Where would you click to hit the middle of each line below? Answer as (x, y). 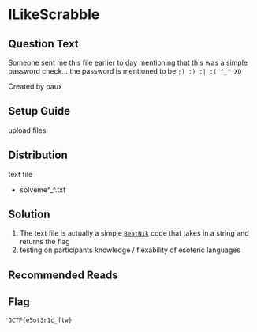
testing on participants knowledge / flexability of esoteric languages (130, 250)
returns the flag (45, 242)
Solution (29, 215)
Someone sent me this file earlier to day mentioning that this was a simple (128, 62)
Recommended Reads (63, 275)
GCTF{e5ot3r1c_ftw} (40, 320)
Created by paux (35, 86)
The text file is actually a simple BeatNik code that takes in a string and (134, 233)
